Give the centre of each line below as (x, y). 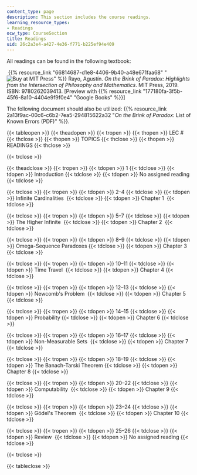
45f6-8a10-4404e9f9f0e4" (40, 97)
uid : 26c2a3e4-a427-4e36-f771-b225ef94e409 (61, 45)
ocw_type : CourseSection (37, 34)
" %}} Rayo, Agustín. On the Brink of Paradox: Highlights (121, 78)
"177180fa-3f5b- (163, 91)
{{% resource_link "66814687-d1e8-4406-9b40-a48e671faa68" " (87, 72)
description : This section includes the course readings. (79, 17)
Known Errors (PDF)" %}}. (38, 121)
